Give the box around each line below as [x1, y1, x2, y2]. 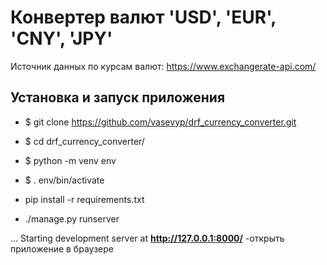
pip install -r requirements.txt [24, 193, 145, 205]
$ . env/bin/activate [24, 174, 105, 186]
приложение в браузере [10, 242, 114, 255]
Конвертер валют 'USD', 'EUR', [10, 6, 277, 29]
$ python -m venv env [24, 154, 117, 166]
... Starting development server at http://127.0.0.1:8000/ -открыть [10, 232, 285, 244]
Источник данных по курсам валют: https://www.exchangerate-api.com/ [10, 60, 317, 72]
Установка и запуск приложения [10, 89, 226, 106]
